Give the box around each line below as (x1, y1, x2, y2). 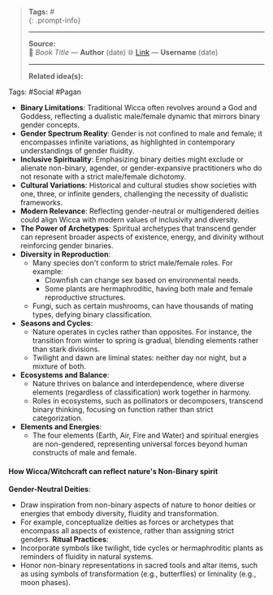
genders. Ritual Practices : (19, 535, 109, 545)
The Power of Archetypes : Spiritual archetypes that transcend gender (19, 223, 257, 233)
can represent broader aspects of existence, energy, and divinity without (19, 232, 264, 242)
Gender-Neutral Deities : (8, 485, 91, 494)
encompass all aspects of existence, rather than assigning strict (19, 526, 235, 536)
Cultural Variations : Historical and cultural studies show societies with (19, 180, 258, 190)
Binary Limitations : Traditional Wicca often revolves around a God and (19, 103, 258, 112)
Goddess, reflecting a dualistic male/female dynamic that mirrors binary (19, 111, 261, 121)
